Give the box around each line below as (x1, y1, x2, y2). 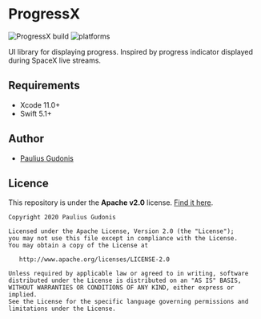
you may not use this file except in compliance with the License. (8, 235, 239, 243)
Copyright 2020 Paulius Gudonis (8, 214, 116, 222)
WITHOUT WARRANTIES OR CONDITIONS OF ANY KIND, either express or (8, 284, 235, 292)
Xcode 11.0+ (19, 100, 61, 109)
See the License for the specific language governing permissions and (8, 298, 249, 306)
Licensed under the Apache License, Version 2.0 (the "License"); (8, 227, 235, 235)
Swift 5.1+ (19, 108, 52, 118)
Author (8, 132, 44, 145)
